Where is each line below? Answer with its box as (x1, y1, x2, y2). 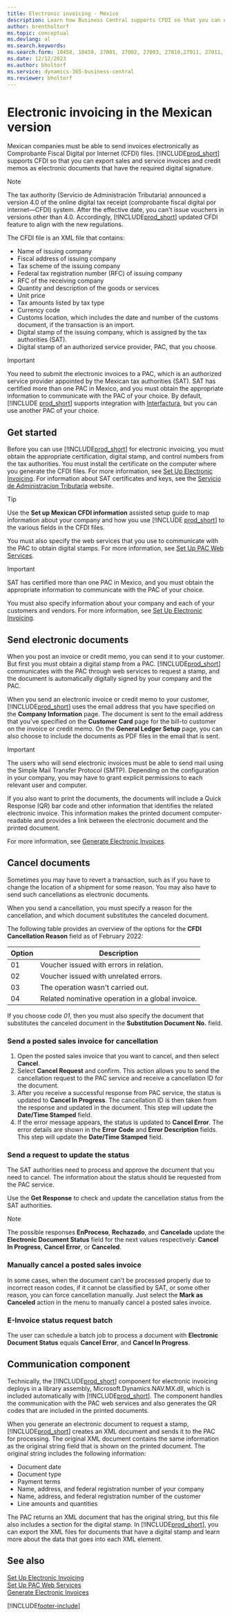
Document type (17, 1470, 62, 1478)
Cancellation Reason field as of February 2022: (7, 932, 144, 940)
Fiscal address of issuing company (17, 254, 117, 263)
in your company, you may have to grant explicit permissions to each (7, 773, 203, 781)
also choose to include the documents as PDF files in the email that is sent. (7, 731, 220, 740)
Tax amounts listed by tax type (17, 299, 105, 307)
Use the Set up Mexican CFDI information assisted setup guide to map (7, 508, 210, 517)
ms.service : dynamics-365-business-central (7, 68, 135, 75)
